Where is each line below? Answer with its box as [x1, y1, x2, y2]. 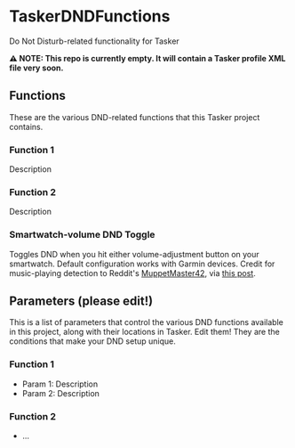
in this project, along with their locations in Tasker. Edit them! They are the [9, 327, 280, 338]
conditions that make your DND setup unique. [9, 336, 176, 346]
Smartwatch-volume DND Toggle [9, 229, 155, 241]
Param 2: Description [21, 387, 100, 398]
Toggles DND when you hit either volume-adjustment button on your [9, 248, 259, 259]
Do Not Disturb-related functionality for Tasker [9, 36, 179, 46]
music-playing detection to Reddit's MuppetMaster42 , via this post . [9, 267, 256, 278]
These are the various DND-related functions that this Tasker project [9, 111, 260, 122]
